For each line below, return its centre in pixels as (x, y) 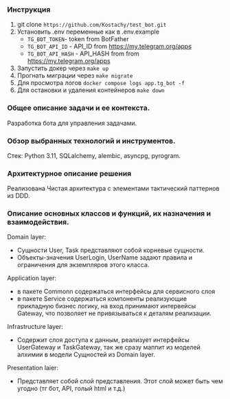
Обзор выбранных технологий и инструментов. (91, 141)
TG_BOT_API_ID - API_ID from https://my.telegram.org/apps (110, 47)
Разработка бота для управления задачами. (72, 123)
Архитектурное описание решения (69, 173)
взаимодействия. (38, 223)
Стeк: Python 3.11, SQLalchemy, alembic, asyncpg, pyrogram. (94, 155)
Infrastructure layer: (35, 327)
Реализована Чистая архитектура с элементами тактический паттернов (113, 189)
